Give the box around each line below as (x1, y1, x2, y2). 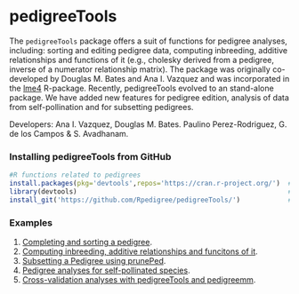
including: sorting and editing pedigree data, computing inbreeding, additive (9, 44, 287, 55)
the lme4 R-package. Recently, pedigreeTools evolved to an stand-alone (9, 83, 274, 93)
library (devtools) (9, 187, 77, 196)
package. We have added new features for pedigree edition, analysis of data (9, 91, 289, 103)
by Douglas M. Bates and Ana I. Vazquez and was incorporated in (50, 73, 290, 83)
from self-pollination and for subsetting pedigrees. (9, 101, 194, 112)
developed (9, 73, 49, 83)
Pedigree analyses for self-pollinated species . (21, 265, 190, 276)
